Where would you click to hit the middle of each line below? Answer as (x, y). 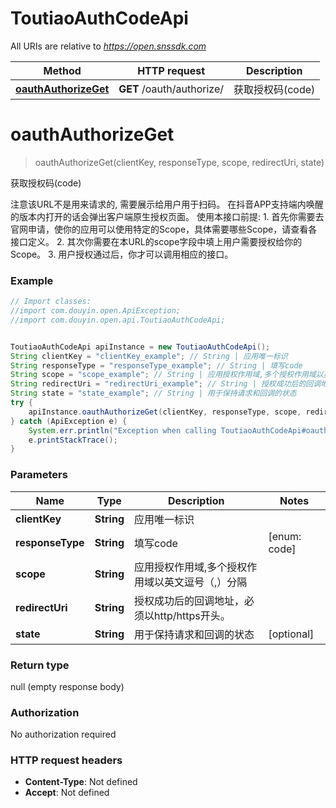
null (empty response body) (67, 686)
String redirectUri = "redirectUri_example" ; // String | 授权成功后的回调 (166, 384)
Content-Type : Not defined (81, 782)
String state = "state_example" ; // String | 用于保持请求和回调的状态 (153, 393)
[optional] (291, 634)
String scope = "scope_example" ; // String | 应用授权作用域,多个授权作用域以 (167, 375)
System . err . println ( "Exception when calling (122, 430)
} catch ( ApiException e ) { (69, 421)
